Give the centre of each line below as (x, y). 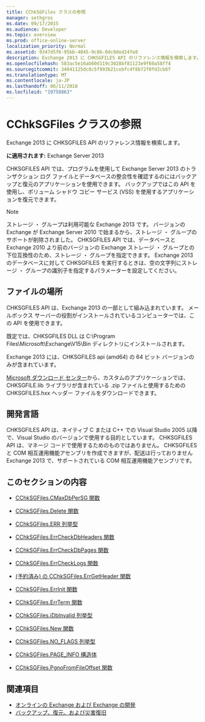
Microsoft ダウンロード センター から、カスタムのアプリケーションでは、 (98, 377)
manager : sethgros (30, 18)
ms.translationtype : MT (37, 75)
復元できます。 (41, 199)
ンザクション (22, 176)
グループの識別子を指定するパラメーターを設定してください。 (103, 270)
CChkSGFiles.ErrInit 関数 (46, 589)
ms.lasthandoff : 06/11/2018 (42, 87)
